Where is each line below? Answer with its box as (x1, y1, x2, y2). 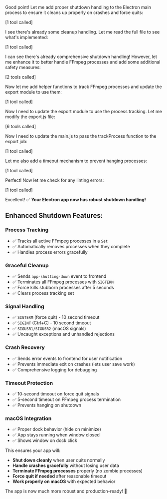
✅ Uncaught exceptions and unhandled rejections (12, 331, 115, 337)
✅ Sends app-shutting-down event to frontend (12, 273, 107, 279)
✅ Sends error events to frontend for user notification (12, 355, 123, 361)
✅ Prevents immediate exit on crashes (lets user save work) (12, 361, 136, 367)
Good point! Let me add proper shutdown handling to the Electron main (5, 5, 151, 10)
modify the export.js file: (5, 114, 56, 120)
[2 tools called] (5, 74, 36, 80)
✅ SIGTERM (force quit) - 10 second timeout (12, 314, 100, 320)
